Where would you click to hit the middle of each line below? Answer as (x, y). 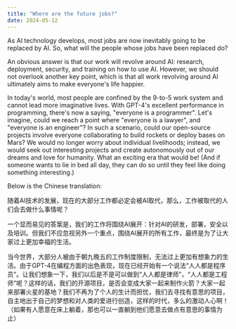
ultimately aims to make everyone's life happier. (76, 84)
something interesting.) (41, 172)
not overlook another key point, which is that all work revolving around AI (113, 76)
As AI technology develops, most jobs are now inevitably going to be (106, 40)
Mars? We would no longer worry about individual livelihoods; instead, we (114, 142)
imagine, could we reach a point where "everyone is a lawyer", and (104, 120)
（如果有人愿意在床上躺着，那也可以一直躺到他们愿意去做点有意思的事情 (112, 309)
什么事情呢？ (50, 209)
